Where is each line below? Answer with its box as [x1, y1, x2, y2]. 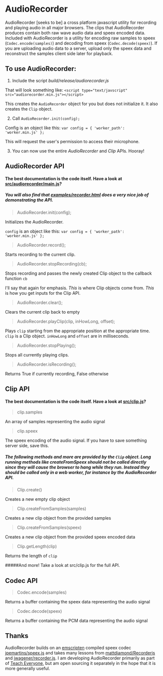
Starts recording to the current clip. [5, 251, 76, 257]
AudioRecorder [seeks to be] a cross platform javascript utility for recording [5, 19, 157, 25]
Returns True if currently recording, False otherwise [5, 371, 109, 376]
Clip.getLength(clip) [17, 544, 57, 549]
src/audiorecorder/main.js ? [5, 181, 62, 187]
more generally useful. [5, 665, 50, 671]
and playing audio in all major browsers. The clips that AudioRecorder [5, 24, 145, 30]
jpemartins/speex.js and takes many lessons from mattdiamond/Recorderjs [5, 650, 155, 656]
